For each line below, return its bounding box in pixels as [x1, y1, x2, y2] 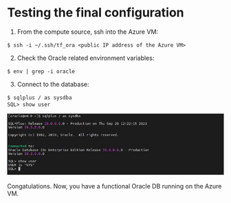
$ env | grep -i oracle [7, 67, 76, 75]
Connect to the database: [16, 80, 89, 88]
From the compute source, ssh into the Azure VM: [16, 28, 159, 36]
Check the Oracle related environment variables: [16, 54, 155, 62]
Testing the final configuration [7, 5, 184, 21]
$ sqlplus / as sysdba [7, 94, 72, 101]
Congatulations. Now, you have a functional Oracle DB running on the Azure [7, 182, 222, 191]
